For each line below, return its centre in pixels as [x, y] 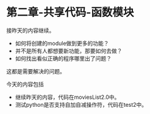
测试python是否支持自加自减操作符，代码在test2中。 [81, 104]
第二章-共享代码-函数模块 [70, 12]
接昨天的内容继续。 [30, 30]
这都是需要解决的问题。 [36, 71]
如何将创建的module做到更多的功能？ [62, 43]
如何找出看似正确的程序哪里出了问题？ [63, 58]
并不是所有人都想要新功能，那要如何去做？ [69, 51]
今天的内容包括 [25, 84]
